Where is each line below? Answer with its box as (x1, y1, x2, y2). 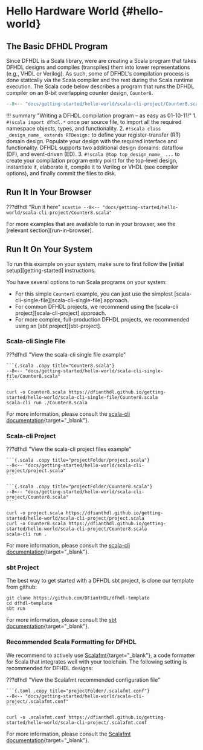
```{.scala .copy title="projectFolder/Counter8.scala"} (6, 483, 153, 490)
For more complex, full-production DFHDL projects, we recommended (14, 315, 190, 323)
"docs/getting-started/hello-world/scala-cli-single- (25, 367, 164, 374)
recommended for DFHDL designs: (6, 664, 93, 671)
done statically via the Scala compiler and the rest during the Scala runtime (6, 77, 193, 83)
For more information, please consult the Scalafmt (6, 730, 131, 737)
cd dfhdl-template (6, 600, 53, 607)
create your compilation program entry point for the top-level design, (6, 157, 178, 164)
